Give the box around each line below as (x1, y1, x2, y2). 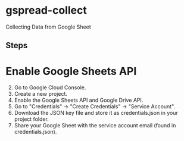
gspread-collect (5, 4, 87, 17)
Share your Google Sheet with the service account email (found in (14, 122, 176, 129)
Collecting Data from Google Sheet (5, 23, 92, 30)
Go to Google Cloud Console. (14, 84, 86, 91)
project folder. (14, 115, 49, 123)
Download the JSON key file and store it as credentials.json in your (14, 109, 178, 117)
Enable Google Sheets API (5, 64, 137, 78)
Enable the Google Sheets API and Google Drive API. (14, 96, 144, 104)
